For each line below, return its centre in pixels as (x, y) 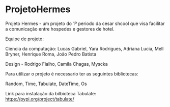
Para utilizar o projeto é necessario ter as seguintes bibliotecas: (72, 74)
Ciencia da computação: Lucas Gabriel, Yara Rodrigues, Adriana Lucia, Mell (84, 48)
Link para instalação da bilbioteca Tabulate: (51, 93)
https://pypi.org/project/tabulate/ (40, 99)
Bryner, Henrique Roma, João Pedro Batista (51, 54)
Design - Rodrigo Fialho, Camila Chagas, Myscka (56, 64)
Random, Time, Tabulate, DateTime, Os (46, 84)
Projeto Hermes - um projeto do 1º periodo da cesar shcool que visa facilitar (85, 23)
